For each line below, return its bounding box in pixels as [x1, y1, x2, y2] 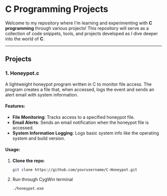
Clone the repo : [12, 158, 45, 164]
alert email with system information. [5, 92, 79, 98]
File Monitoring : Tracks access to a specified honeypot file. [12, 114, 135, 120]
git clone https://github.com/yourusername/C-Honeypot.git [12, 168, 138, 173]
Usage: [5, 147, 21, 153]
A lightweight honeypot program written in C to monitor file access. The [5, 81, 152, 87]
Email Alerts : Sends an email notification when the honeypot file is [12, 119, 149, 125]
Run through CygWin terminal [12, 176, 73, 182]
